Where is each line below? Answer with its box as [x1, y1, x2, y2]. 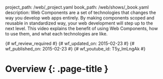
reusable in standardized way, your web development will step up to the [5, 20, 153, 26]
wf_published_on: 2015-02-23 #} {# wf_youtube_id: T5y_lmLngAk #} [5, 46, 146, 51]
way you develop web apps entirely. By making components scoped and [5, 15, 154, 20]
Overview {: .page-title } [5, 63, 108, 74]
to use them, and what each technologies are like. [5, 31, 108, 36]
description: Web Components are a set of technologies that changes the [5, 9, 156, 15]
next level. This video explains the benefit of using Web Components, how [5, 25, 158, 31]
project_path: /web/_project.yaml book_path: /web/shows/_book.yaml [5, 4, 149, 10]
